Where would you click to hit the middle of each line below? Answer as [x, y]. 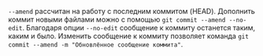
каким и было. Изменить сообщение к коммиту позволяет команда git [129, 36]
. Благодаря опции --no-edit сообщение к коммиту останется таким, [139, 28]
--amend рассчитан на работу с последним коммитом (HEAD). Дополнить [132, 11]
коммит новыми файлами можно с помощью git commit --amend [117, 19]
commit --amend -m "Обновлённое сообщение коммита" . [96, 44]
